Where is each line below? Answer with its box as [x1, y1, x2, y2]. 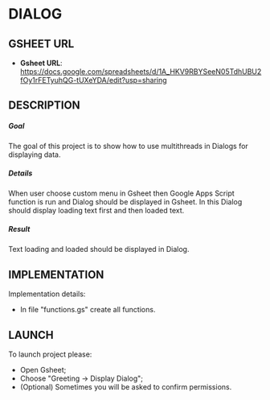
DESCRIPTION [8, 98, 80, 113]
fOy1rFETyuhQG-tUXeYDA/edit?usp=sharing [19, 76, 167, 85]
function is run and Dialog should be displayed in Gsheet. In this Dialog [8, 197, 243, 207]
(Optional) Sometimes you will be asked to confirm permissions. [19, 381, 232, 391]
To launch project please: [8, 349, 92, 359]
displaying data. [8, 150, 62, 159]
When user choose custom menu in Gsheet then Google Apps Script [8, 188, 235, 198]
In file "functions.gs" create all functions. [19, 305, 156, 315]
